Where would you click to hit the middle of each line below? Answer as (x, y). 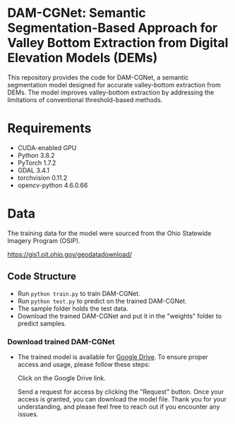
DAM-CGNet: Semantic (77, 13)
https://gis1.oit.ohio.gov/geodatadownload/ (70, 254)
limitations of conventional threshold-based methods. (85, 99)
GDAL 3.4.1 (33, 170)
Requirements (49, 129)
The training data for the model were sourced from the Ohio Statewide (109, 233)
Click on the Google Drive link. (61, 378)
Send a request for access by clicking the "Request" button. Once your (121, 392)
